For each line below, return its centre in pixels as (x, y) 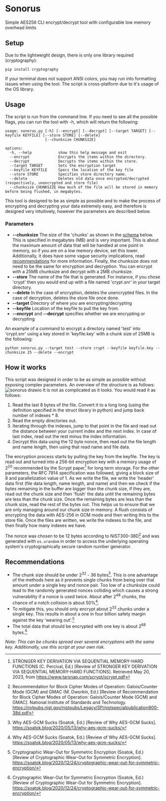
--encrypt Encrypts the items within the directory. (78, 157)
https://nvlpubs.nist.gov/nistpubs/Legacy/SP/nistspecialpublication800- (85, 707)
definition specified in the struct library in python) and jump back (78, 410)
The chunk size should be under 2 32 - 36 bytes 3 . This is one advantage (85, 574)
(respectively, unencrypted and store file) (52, 183)
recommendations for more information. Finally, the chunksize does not (85, 261)
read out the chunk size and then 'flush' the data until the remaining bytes (80, 494)
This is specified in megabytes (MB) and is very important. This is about (85, 240)
